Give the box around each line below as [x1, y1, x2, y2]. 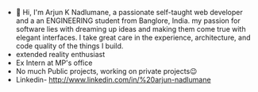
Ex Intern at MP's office [15, 58, 93, 67]
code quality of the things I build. [15, 41, 124, 51]
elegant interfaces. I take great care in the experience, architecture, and [15, 33, 252, 42]
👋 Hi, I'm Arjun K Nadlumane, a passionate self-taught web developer [15, 8, 244, 17]
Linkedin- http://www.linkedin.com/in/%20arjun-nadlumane [15, 75, 212, 84]
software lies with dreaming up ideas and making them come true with [15, 25, 246, 33]
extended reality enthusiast [15, 50, 106, 59]
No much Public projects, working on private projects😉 [15, 67, 198, 75]
